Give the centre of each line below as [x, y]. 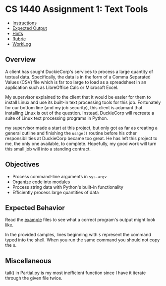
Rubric [19, 39]
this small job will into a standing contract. [48, 149]
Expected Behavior [35, 208]
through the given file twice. [34, 278]
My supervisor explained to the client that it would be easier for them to [78, 97]
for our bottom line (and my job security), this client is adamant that [74, 107]
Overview [21, 60]
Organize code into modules [41, 182]
